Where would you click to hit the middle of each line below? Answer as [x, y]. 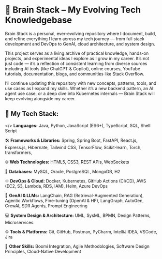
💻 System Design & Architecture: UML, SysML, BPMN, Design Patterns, [78, 215]
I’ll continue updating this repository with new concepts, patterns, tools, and [81, 83]
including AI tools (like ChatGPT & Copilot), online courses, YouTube [73, 69]
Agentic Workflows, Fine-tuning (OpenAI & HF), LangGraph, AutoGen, [74, 200]
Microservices [19, 222]
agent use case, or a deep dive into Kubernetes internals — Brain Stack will [80, 93]
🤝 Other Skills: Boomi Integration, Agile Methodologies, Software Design [77, 246]
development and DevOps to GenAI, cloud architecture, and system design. [80, 44]
